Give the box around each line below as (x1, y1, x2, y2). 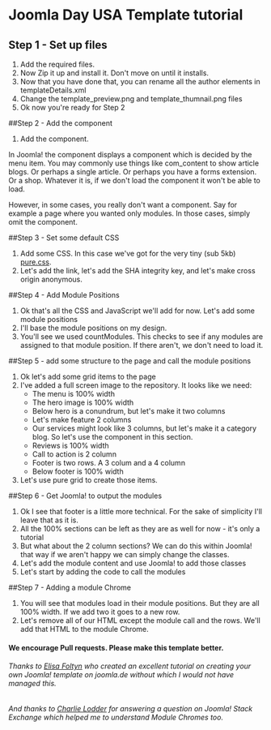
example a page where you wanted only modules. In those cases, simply (8, 208, 251, 218)
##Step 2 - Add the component (8, 118, 113, 127)
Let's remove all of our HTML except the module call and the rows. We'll (19, 616, 260, 625)
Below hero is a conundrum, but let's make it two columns (32, 406, 226, 415)
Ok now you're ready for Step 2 (19, 103, 125, 112)
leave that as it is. (19, 515, 78, 525)
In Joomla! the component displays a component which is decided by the (8, 150, 252, 159)
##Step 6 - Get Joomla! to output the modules (8, 491, 163, 500)
